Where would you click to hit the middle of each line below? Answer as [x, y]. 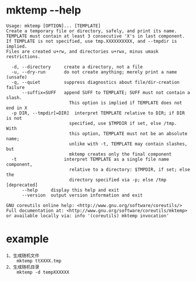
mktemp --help [43, 10]
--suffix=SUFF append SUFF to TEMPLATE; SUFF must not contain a [106, 92]
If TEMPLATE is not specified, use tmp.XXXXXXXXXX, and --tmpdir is [92, 41]
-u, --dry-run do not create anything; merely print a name [94, 72]
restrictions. [23, 56]
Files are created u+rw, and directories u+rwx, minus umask [82, 51]
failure [16, 87]
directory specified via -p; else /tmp [118, 180]
